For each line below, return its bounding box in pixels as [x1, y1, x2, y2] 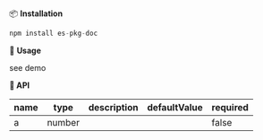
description [88, 101, 139, 113]
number [47, 116, 81, 128]
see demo [9, 62, 47, 73]
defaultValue [147, 101, 203, 113]
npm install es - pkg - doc [9, 29, 98, 38]
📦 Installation [9, 8, 64, 19]
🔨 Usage [9, 45, 42, 56]
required [211, 101, 249, 113]
